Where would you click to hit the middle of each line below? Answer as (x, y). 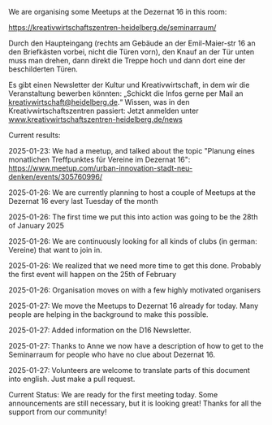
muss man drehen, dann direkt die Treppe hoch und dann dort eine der (127, 61)
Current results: (35, 135)
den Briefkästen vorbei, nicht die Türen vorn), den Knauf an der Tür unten (132, 52)
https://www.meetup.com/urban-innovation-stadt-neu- (101, 168)
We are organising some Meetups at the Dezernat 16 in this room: (118, 12)
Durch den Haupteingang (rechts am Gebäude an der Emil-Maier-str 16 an (132, 43)
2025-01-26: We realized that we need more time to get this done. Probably (135, 266)
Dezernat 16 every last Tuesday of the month (83, 201)
